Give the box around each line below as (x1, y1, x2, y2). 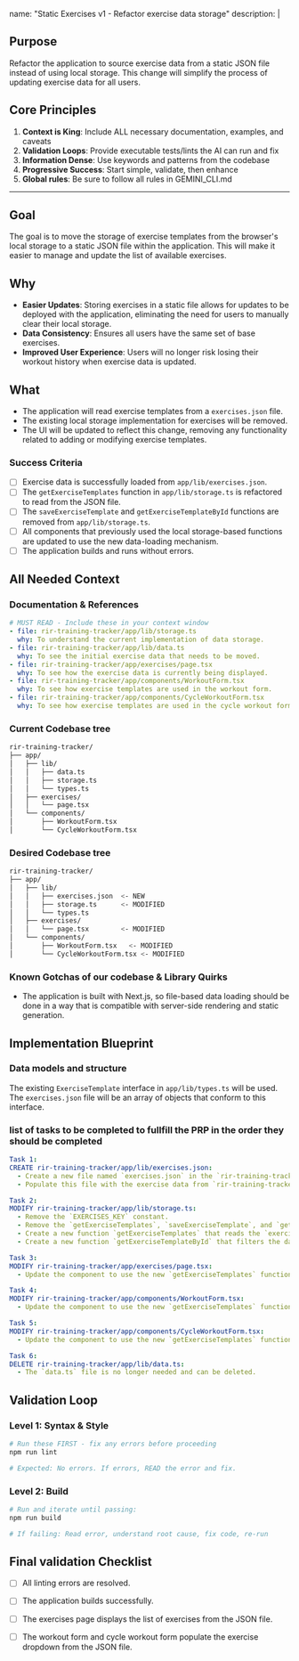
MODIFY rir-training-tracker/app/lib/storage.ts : (9, 1204, 198, 1213)
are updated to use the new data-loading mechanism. (21, 535, 220, 547)
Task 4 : (9, 1286, 38, 1295)
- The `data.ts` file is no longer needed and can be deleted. (17, 1368, 256, 1377)
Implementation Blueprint (9, 1036, 154, 1051)
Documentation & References (9, 598, 140, 610)
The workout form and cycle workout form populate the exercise (21, 1631, 259, 1642)
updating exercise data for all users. (9, 77, 141, 87)
